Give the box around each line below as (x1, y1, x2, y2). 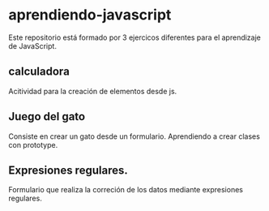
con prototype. (8, 140, 58, 149)
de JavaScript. (8, 41, 57, 50)
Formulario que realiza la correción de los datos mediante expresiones (8, 185, 243, 195)
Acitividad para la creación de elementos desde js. (8, 86, 177, 96)
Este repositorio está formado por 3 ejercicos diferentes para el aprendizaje (8, 32, 262, 42)
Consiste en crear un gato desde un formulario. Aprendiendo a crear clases (8, 131, 261, 141)
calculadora (8, 65, 70, 79)
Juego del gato (8, 110, 86, 123)
